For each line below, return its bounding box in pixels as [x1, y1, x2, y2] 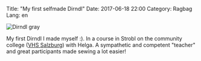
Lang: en [6, 11, 28, 19]
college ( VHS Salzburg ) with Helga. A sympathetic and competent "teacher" [6, 42, 196, 48]
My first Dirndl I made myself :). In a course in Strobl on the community [6, 35, 182, 42]
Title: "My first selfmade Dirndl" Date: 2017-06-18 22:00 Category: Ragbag [6, 5, 193, 12]
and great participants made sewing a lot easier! [6, 48, 127, 55]
